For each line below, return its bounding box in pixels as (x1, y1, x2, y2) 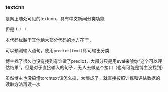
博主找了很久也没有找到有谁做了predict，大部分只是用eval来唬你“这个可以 (5, 58, 158, 64)
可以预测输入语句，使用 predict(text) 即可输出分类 (5, 48, 110, 54)
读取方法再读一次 (5, 81, 41, 87)
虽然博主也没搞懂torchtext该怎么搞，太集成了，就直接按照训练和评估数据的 (5, 75, 160, 81)
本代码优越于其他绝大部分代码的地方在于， (5, 37, 94, 43)
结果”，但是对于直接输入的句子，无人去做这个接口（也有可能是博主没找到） (9, 64, 166, 71)
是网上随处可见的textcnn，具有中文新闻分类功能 (5, 16, 105, 22)
